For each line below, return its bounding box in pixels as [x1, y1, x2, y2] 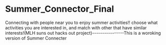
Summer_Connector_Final [5, 3, 114, 15]
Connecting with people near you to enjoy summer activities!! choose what [5, 20, 158, 25]
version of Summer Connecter [5, 35, 67, 41]
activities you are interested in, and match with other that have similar [5, 24, 147, 30]
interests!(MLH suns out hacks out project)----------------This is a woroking [5, 30, 161, 36]
